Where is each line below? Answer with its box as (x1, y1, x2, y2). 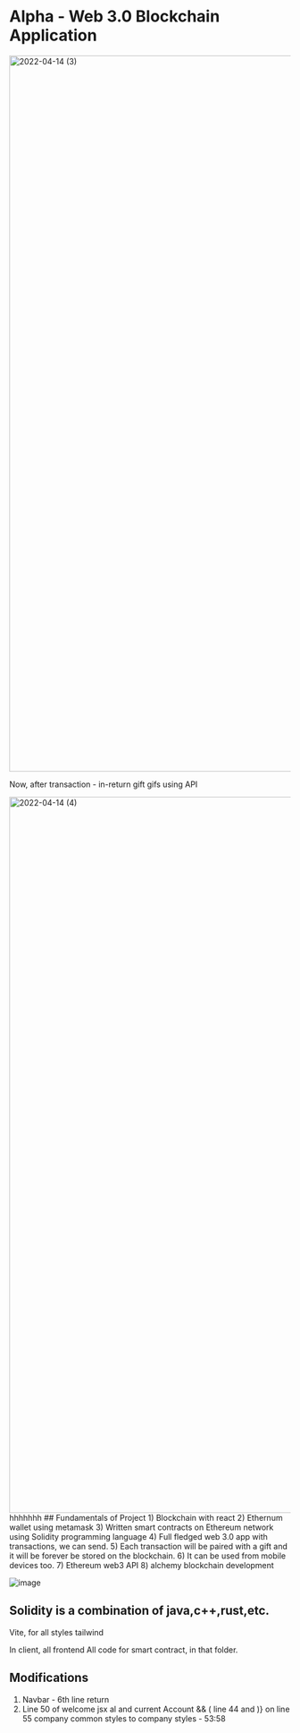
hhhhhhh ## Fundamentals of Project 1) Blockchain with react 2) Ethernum (9, 1512, 283, 1523)
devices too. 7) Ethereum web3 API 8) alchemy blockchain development (9, 1559, 274, 1570)
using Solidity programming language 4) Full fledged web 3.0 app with (9, 1531, 268, 1541)
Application (9, 25, 97, 46)
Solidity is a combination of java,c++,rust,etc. (9, 1603, 270, 1618)
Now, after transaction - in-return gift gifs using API (9, 779, 198, 790)
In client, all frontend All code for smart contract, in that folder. (9, 1644, 238, 1655)
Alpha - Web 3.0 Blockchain (9, 6, 221, 27)
